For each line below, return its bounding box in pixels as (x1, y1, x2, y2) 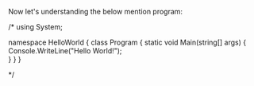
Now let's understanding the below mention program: (8, 7, 183, 16)
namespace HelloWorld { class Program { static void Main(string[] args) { (8, 37, 247, 47)
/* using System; (8, 22, 63, 31)
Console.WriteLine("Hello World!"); (8, 46, 122, 55)
